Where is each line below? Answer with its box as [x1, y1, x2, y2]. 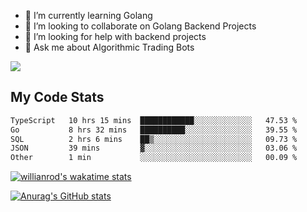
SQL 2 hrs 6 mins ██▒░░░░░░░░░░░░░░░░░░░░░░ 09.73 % [10, 134, 298, 144]
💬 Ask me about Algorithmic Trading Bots [24, 41, 195, 53]
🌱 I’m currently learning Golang [24, 10, 153, 21]
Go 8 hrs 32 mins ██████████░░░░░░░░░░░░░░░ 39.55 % [10, 125, 298, 135]
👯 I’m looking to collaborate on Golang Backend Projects [24, 20, 257, 32]
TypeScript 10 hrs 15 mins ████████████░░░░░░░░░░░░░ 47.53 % [10, 115, 298, 125]
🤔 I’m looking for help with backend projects [24, 31, 207, 42]
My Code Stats [10, 89, 105, 106]
